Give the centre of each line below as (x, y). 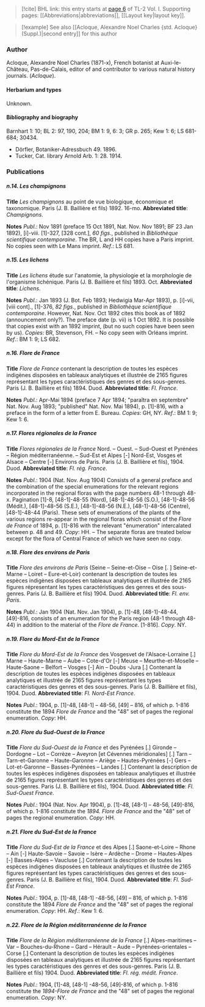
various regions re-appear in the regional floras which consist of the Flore (99, 519)
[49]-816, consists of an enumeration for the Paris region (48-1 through (96, 618)
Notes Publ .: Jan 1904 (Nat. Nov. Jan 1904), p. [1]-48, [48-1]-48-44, (92, 612)
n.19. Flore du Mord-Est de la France (53, 639)
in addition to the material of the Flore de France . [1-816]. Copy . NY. (102, 625)
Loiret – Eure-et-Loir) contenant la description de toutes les (103, 574)
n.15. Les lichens (27, 260)
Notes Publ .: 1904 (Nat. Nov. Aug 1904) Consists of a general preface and (99, 480)
